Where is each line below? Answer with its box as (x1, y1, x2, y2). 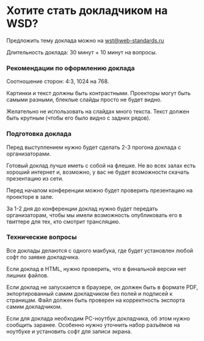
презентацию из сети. (6, 174, 64, 182)
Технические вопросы (6, 233, 78, 242)
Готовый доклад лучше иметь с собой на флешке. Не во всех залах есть (6, 162, 196, 169)
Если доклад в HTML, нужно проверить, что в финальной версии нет (6, 265, 187, 272)
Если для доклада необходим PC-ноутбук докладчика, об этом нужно (6, 315, 191, 322)
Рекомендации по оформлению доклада (6, 63, 135, 72)
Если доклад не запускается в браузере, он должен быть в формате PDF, (6, 283, 199, 290)
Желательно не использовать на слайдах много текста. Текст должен (6, 108, 189, 115)
